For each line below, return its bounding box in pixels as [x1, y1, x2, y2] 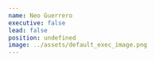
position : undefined [8, 33, 77, 42]
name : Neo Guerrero [8, 11, 73, 20]
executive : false [8, 19, 66, 27]
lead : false [8, 26, 48, 34]
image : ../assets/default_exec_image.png [8, 41, 148, 49]
